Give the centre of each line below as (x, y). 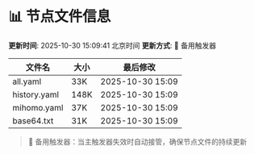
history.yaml (35, 94)
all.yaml (27, 81)
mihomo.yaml (38, 107)
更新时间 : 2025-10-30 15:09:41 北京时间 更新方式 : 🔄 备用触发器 (112, 45)
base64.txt (33, 120)
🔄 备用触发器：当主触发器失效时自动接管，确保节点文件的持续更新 (137, 141)
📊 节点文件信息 (60, 17)
